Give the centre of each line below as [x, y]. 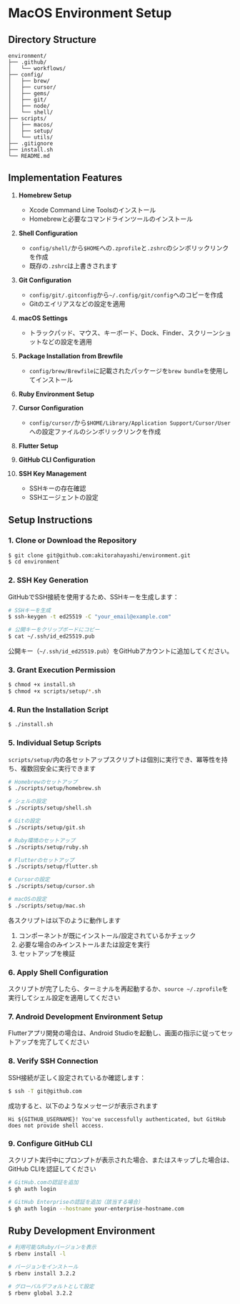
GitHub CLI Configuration [57, 460]
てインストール [51, 380]
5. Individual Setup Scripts [55, 743]
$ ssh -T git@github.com [45, 1091]
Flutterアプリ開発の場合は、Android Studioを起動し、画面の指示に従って [114, 1033]
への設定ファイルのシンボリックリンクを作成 [95, 431]
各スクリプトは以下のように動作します [64, 920]
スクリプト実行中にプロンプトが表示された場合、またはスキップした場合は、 [121, 1160]
